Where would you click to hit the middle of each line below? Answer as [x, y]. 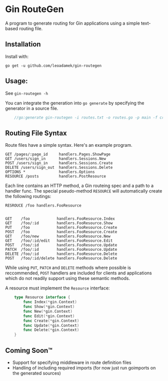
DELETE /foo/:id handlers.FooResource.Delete [61, 254]
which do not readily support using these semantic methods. [67, 278]
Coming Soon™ [29, 350]
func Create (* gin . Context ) [51, 321]
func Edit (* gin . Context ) [49, 316]
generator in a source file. [32, 108]
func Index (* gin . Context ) [50, 302]
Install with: [17, 56]
